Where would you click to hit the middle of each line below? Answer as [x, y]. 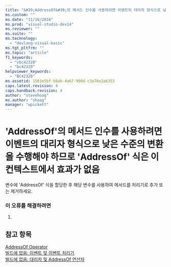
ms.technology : [21, 39]
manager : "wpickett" [27, 105]
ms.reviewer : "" [22, 29]
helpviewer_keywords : [28, 72]
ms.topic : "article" [27, 52]
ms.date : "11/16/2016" [29, 19]
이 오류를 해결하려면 [28, 205]
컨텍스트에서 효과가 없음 [53, 170]
